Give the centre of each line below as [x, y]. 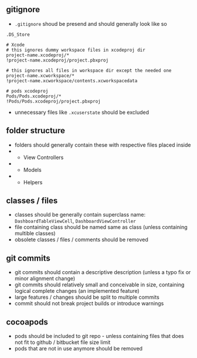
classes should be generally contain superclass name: [80, 215]
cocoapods [27, 322]
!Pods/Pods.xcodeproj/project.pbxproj [53, 101]
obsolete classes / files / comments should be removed [81, 239]
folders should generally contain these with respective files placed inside [103, 145]
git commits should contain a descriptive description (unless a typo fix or [103, 272]
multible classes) [35, 234]
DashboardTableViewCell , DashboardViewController [75, 221]
